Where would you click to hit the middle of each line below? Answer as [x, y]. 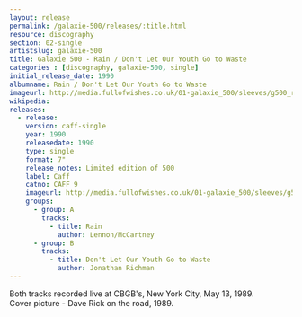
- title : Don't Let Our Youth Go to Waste [130, 260]
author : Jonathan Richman [106, 269]
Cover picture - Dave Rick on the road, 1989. [92, 303]
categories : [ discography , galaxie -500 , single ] [104, 68]
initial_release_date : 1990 [62, 76]
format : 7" [46, 159]
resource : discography [52, 34]
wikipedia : [30, 101]
